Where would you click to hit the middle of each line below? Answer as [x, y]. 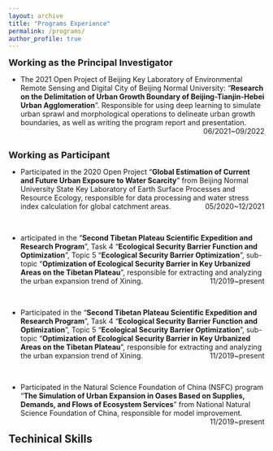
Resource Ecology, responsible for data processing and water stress [134, 198]
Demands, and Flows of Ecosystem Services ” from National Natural [135, 405]
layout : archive [36, 16]
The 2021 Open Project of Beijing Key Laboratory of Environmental [131, 80]
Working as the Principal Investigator [91, 63]
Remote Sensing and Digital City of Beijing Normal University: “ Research [142, 88]
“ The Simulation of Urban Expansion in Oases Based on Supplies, [132, 396]
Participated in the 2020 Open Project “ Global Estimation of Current [135, 172]
